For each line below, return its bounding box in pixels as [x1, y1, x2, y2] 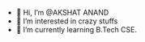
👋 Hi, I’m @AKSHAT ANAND [15, 8, 109, 17]
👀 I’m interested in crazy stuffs [15, 16, 118, 26]
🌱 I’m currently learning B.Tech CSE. [15, 25, 138, 34]
